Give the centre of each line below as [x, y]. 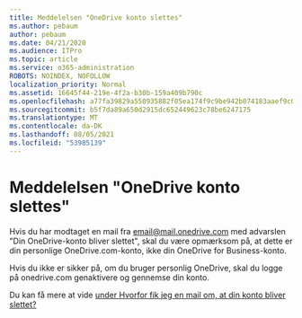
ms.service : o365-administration [72, 68]
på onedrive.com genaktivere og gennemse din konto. [109, 277]
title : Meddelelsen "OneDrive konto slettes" [96, 18]
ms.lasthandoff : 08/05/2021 [62, 135]
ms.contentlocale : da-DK [56, 127]
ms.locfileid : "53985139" [58, 143]
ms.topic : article [44, 59]
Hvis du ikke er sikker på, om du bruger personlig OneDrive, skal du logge [146, 268]
